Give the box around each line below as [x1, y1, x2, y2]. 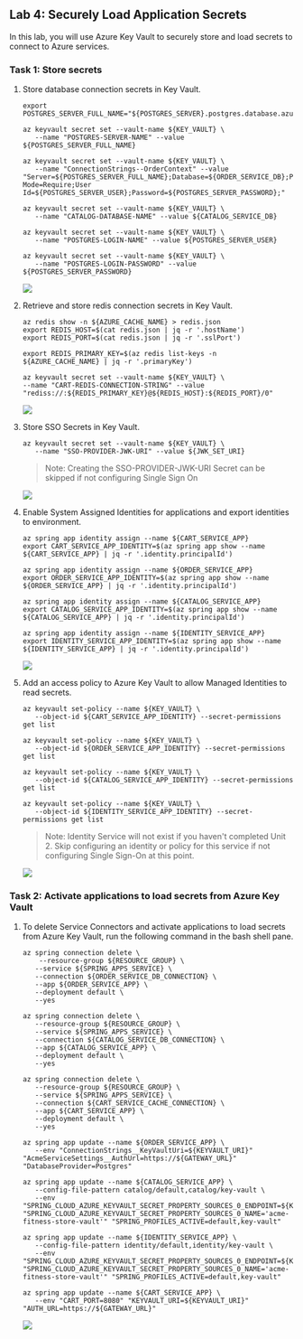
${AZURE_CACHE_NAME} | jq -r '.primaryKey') [22, 357, 193, 367]
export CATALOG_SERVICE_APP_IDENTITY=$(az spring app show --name [22, 605, 278, 614]
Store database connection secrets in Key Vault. [22, 84, 201, 95]
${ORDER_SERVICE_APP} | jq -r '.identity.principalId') [22, 582, 237, 591]
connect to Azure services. [9, 41, 110, 51]
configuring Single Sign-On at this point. [44, 850, 195, 861]
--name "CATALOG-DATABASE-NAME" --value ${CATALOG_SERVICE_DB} [34, 212, 278, 221]
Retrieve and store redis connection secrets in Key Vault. [22, 300, 233, 311]
